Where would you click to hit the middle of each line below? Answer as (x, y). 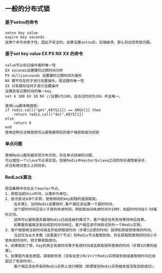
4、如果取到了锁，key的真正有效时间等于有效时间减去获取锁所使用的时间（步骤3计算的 (79, 246)
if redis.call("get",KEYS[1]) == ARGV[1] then (53, 110)
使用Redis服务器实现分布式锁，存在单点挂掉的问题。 (50, 155)
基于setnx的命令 (22, 22)
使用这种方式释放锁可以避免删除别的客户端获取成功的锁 (52, 132)
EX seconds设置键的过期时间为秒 (34, 70)
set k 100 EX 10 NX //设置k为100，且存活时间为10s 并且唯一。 (64, 96)
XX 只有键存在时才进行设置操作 (32, 86)
